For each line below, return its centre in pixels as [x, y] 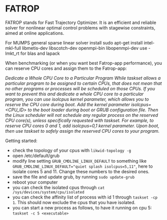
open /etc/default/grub [36, 156]
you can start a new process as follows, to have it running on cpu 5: [82, 208]
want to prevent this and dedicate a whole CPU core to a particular [74, 94]
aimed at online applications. [35, 33]
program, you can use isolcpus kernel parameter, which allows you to [77, 99]
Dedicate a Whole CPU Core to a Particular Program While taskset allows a [83, 78]
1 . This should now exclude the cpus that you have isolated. [74, 202]
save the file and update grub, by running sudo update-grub [73, 177]
